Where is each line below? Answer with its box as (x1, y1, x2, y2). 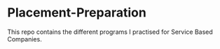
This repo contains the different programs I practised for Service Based (7, 28, 214, 36)
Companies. (7, 35, 42, 43)
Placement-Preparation (7, 5, 147, 21)
